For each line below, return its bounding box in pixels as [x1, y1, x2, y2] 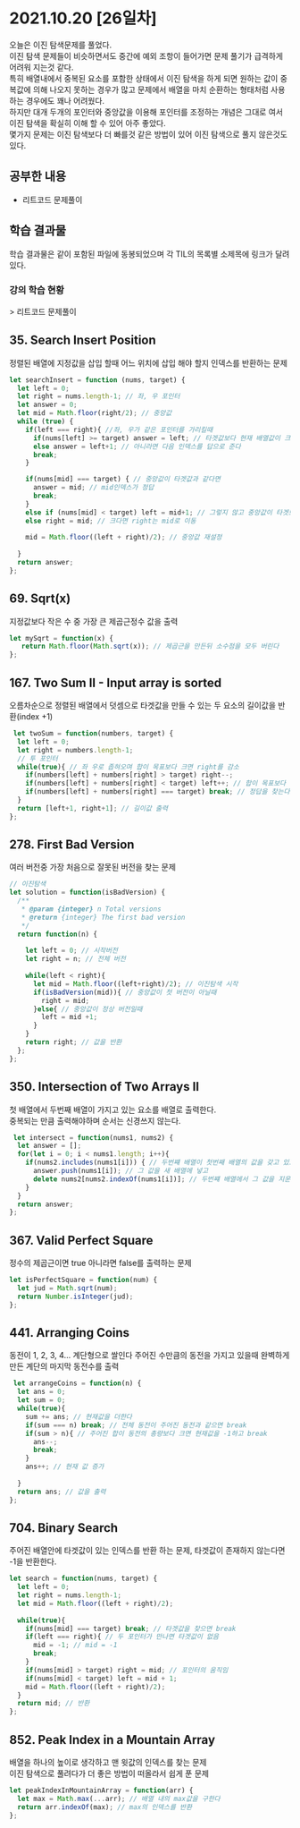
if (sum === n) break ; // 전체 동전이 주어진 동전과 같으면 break [25, 1420, 247, 1430]
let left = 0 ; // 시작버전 [25, 946, 119, 956]
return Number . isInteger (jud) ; [17, 1292, 134, 1301]
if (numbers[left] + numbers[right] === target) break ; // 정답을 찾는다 [25, 787, 290, 796]
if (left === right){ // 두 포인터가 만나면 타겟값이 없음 [25, 1632, 220, 1642]
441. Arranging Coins [9, 1325, 130, 1340]
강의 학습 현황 [9, 284, 65, 296]
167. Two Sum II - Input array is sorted [9, 675, 222, 690]
